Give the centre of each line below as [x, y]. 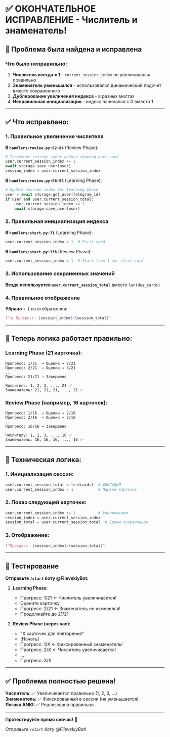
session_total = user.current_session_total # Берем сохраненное [77, 522]
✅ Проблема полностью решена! [60, 681]
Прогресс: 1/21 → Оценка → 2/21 [40, 363]
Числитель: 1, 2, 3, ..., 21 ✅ [39, 385]
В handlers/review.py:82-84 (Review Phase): [52, 148]
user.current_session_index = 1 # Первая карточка [71, 489]
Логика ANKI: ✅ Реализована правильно [50, 705]
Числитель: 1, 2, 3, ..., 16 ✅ [39, 435]
